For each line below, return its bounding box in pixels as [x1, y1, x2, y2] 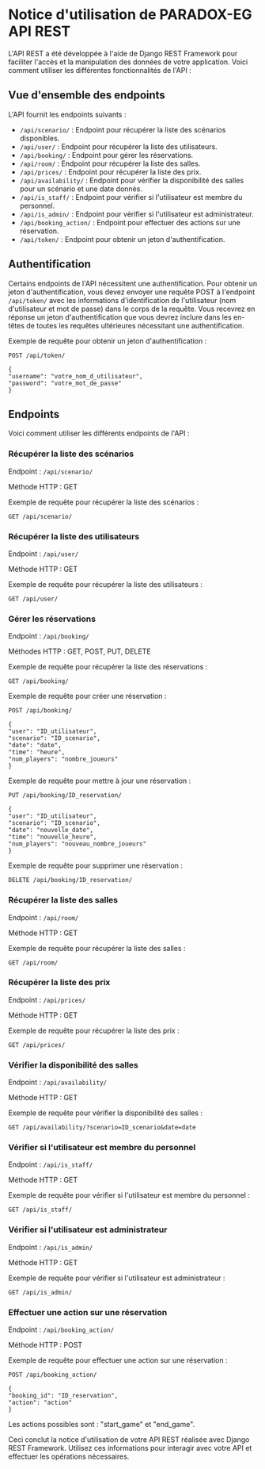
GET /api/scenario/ [8, 512, 73, 520]
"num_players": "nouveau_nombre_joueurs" [8, 840, 147, 848]
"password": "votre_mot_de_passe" [8, 379, 123, 387]
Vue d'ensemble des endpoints [8, 89, 166, 102]
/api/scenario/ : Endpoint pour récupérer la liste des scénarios [19, 125, 226, 134]
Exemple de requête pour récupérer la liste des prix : [8, 1026, 180, 1035]
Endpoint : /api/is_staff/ [8, 1160, 93, 1169]
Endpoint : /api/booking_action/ [8, 1325, 115, 1334]
